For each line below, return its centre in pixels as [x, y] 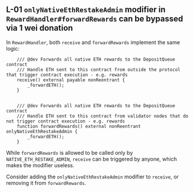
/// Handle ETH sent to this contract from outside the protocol [99, 69]
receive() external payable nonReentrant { [71, 80]
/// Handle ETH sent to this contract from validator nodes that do [103, 116]
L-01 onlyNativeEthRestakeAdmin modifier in [86, 10]
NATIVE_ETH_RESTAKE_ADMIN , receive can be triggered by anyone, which [91, 159]
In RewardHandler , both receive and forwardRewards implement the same [93, 42]
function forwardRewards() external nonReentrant [79, 126]
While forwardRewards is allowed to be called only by [70, 153]
